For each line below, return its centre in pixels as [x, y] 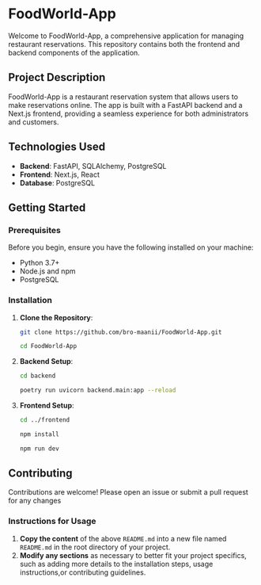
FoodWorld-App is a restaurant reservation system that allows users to [123, 97]
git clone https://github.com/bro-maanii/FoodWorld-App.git [121, 332]
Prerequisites [34, 230]
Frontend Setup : [47, 406]
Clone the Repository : [56, 317]
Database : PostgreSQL [57, 182]
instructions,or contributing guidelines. [83, 572]
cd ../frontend [45, 420]
